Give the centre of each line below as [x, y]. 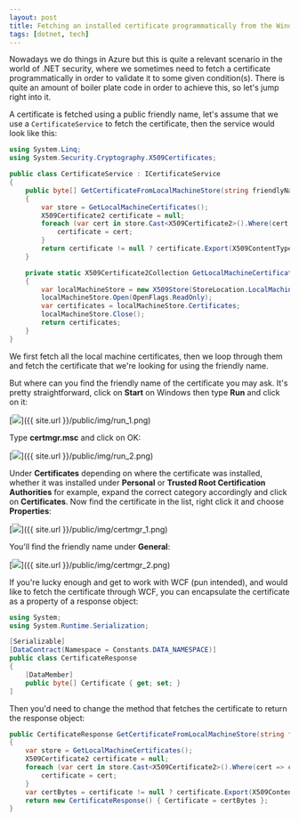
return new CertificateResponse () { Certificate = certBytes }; [147, 801]
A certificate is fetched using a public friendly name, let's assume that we [144, 114]
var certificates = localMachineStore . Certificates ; [141, 306]
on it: [19, 402]
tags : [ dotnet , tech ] [49, 34]
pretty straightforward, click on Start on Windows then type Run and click [145, 392]
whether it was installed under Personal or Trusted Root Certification [137, 483]
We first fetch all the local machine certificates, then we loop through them [146, 356]
